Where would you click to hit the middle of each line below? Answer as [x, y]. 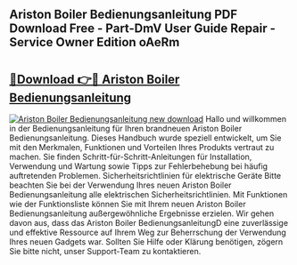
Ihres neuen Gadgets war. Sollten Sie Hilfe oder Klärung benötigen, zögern [146, 242]
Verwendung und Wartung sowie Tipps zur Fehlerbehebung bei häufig [139, 166]
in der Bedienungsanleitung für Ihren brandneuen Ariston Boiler [126, 128]
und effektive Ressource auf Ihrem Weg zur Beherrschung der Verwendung [148, 232]
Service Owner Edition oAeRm [95, 42]
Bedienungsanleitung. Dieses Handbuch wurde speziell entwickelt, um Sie [145, 138]
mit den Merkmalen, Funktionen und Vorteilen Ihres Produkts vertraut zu [142, 147]
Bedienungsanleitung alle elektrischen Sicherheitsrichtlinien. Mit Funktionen [148, 194]
